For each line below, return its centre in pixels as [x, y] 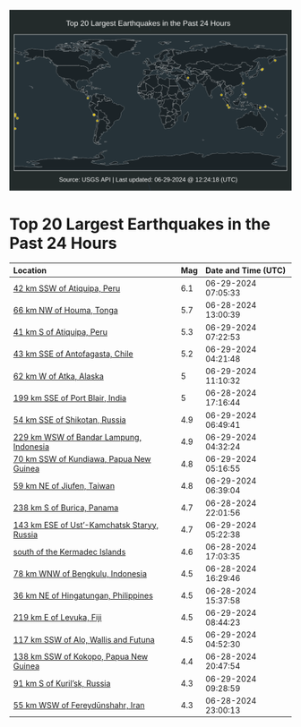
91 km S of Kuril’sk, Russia [62, 684]
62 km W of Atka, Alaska [59, 376]
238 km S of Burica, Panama [66, 508]
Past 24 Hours [63, 243]
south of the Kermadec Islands [69, 552]
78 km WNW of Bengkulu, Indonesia [80, 573]
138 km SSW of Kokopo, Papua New [81, 657]
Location [30, 270]
